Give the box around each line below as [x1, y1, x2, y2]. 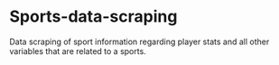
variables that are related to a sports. [9, 45, 146, 56]
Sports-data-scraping [9, 6, 178, 27]
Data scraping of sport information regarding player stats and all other [9, 36, 270, 47]
